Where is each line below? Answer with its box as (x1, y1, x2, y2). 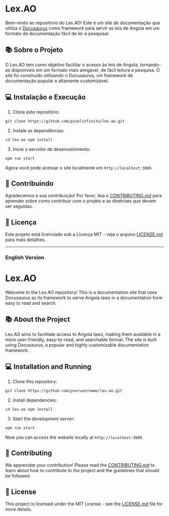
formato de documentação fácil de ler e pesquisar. (5, 30, 110, 36)
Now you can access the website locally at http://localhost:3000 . (5, 434, 143, 440)
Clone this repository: (12, 378, 57, 384)
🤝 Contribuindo (5, 179, 54, 188)
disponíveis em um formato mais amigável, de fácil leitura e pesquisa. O (11, 67, 160, 73)
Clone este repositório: (12, 109, 60, 115)
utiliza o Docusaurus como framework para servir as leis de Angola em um (5, 25, 160, 31)
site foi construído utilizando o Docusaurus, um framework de (5, 72, 133, 78)
